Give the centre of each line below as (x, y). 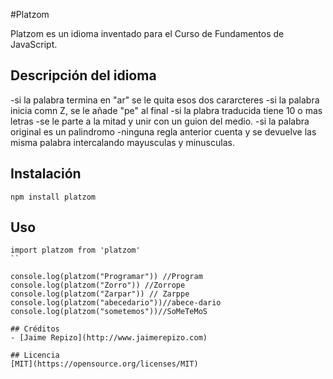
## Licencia (35, 355)
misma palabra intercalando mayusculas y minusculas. (122, 142)
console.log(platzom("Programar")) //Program (106, 277)
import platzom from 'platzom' (75, 250)
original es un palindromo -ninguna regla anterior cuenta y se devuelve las (163, 131)
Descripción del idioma (83, 75)
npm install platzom (53, 197)
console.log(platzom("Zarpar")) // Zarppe (100, 294)
